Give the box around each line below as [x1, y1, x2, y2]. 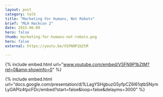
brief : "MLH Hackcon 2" [5, 21, 54, 26]
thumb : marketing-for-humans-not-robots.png [5, 35, 97, 40]
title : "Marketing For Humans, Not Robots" [5, 16, 95, 21]
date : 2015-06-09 [5, 25, 41, 30]
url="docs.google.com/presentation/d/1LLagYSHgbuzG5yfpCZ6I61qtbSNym [5, 81, 159, 87]
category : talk [5, 12, 36, 17]
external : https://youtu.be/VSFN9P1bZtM [5, 44, 89, 48]
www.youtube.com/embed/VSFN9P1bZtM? [63, 61, 150, 67]
